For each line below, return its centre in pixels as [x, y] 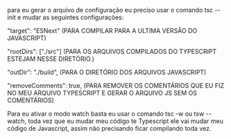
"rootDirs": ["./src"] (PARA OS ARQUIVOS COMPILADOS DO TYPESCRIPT [112, 52]
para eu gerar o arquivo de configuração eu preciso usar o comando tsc [110, 10]
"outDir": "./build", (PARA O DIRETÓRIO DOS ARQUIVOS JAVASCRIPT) [107, 72]
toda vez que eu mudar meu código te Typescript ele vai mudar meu [126, 121]
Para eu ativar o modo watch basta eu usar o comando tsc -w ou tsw [106, 114]
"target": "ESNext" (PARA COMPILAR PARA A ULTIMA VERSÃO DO [102, 31]
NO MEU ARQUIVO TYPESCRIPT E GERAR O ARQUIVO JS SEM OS [102, 93]
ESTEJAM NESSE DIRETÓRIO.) [51, 59]
